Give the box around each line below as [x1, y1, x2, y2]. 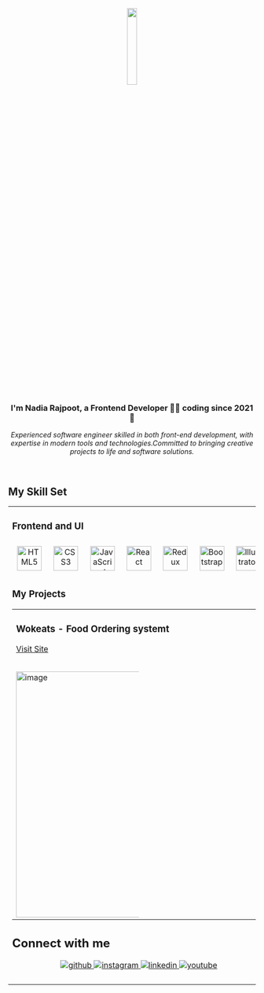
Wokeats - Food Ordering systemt [16, 623, 170, 636]
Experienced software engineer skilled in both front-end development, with [10, 430, 254, 440]
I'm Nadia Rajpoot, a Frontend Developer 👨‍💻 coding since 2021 [10, 402, 254, 413]
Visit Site [16, 643, 49, 654]
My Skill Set [8, 485, 68, 498]
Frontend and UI [12, 520, 84, 533]
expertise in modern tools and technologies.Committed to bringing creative [10, 438, 254, 448]
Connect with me [12, 936, 111, 951]
